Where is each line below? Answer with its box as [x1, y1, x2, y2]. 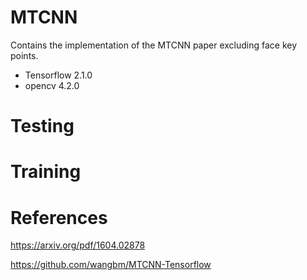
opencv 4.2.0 [24, 79, 80, 91]
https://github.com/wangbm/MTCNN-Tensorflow [10, 259, 212, 271]
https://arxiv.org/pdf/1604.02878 [10, 239, 146, 251]
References [10, 206, 108, 229]
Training [10, 161, 82, 183]
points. [10, 49, 39, 61]
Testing [10, 115, 75, 138]
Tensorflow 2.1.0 [24, 69, 93, 81]
